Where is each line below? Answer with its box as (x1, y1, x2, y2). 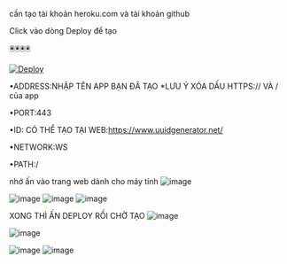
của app (9, 90, 40, 101)
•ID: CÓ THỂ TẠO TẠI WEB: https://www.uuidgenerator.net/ (9, 125, 223, 135)
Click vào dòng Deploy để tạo (9, 26, 118, 35)
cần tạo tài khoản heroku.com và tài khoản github (9, 9, 190, 19)
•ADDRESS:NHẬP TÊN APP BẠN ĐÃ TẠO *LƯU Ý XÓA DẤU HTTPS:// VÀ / (9, 81, 279, 91)
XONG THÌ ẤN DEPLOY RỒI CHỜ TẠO (9, 211, 146, 221)
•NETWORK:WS (9, 142, 68, 152)
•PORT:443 (9, 107, 51, 118)
